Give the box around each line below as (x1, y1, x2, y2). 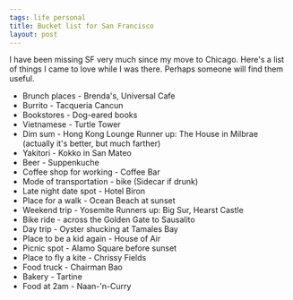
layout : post (9, 30, 58, 39)
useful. (9, 73, 35, 84)
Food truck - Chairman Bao (22, 261, 123, 273)
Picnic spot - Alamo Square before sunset (22, 243, 177, 253)
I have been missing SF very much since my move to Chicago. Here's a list (9, 55, 285, 65)
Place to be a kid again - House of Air (22, 234, 161, 244)
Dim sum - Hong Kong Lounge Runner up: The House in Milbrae (22, 129, 258, 140)
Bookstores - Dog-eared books (22, 109, 138, 121)
